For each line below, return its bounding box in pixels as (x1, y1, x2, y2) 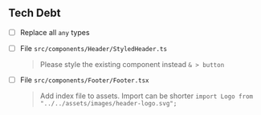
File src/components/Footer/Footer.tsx (19, 75, 150, 85)
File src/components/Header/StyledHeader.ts (19, 43, 167, 53)
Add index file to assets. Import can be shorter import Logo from (39, 91, 254, 101)
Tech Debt (8, 6, 61, 20)
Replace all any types (19, 27, 90, 37)
